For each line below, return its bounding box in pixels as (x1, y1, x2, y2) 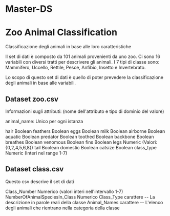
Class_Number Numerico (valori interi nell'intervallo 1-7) (5, 188, 123, 194)
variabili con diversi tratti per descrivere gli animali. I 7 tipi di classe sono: (5, 59, 160, 65)
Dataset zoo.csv (5, 94, 59, 103)
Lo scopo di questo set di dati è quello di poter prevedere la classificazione (5, 74, 164, 81)
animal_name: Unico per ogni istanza (5, 118, 83, 124)
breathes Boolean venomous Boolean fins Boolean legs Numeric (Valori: (5, 139, 158, 145)
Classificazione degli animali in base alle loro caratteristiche (5, 44, 132, 50)
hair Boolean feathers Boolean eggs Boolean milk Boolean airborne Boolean (5, 128, 165, 134)
